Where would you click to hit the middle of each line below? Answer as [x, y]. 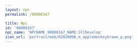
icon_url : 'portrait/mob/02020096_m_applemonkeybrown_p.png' [69, 37]
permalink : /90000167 [27, 14]
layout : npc [17, 10]
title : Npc [16, 23]
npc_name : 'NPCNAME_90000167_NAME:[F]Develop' [54, 33]
